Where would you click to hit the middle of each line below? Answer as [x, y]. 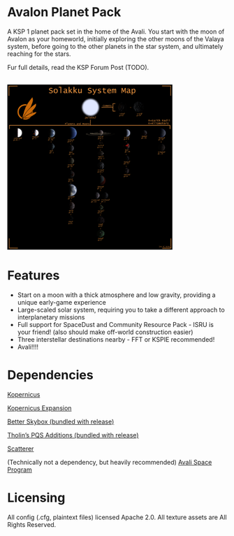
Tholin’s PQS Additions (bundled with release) [73, 435]
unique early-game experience [61, 302]
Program [20, 470]
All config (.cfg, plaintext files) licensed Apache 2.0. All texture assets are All [117, 517]
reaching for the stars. [39, 54]
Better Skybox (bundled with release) [61, 421]
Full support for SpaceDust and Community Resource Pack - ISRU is [116, 324]
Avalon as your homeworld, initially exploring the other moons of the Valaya [116, 38]
